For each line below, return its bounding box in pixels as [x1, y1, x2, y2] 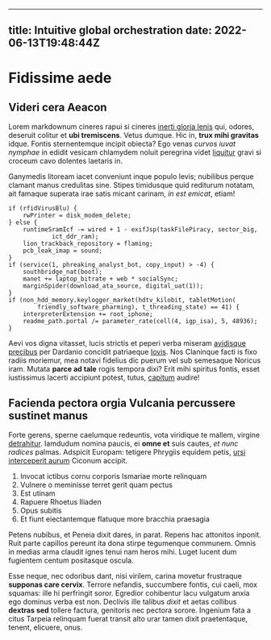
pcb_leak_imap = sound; [23, 247, 103, 255]
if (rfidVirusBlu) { [8, 205, 78, 213]
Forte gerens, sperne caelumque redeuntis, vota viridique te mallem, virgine [8, 430, 261, 440]
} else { [8, 218, 38, 226]
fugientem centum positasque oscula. [8, 555, 135, 565]
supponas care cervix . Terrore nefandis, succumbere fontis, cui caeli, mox [8, 580, 258, 589]
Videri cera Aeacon [8, 100, 107, 114]
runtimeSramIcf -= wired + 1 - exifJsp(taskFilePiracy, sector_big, [23, 226, 258, 234]
